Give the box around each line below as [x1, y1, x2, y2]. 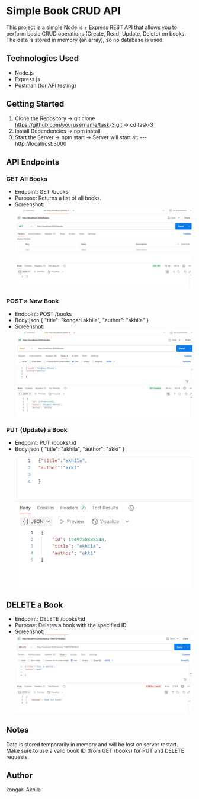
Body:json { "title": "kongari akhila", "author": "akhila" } [14, 317, 149, 324]
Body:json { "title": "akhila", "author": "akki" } [14, 445, 125, 453]
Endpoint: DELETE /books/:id [14, 615, 85, 622]
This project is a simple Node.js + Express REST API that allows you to [6, 24, 178, 31]
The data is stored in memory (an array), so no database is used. [6, 36, 164, 43]
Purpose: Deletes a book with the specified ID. [14, 621, 129, 628]
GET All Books [6, 175, 48, 183]
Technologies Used [6, 53, 79, 63]
